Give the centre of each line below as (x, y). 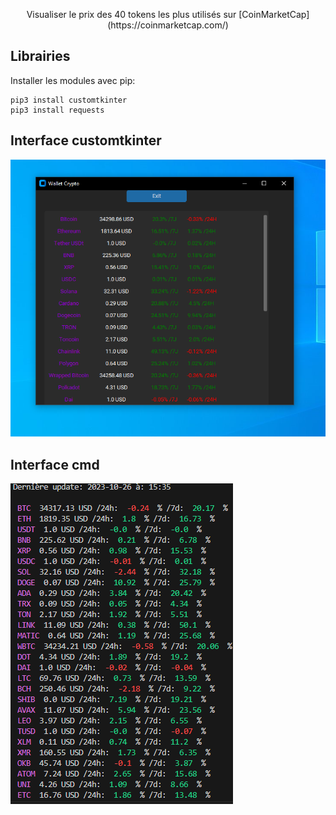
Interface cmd (55, 464)
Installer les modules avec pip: (73, 80)
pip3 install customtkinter (69, 100)
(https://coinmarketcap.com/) (168, 25)
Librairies (40, 56)
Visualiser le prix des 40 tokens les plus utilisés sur (131, 14)
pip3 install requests (57, 110)
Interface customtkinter (86, 140)
